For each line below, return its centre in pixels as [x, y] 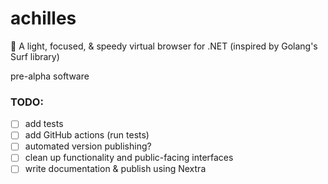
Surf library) [35, 56]
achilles [43, 18]
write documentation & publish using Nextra [115, 169]
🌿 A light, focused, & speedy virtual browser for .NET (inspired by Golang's [164, 46]
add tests [44, 124]
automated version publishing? [88, 146]
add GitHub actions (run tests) [87, 135]
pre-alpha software [50, 76]
